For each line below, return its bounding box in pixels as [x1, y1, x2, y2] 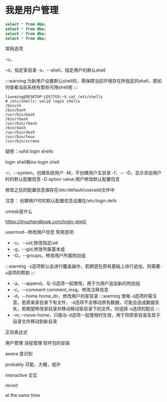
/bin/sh [5, 103, 22, 108]
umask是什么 [5, 208, 33, 214]
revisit [5, 382, 18, 388]
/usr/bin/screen [5, 139, 39, 144]
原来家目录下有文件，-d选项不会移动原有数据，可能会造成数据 [26, 300, 155, 306]
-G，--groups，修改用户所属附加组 [12, 252, 86, 259]
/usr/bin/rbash [5, 121, 37, 126]
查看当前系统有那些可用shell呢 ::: [9, 84, 78, 90]
